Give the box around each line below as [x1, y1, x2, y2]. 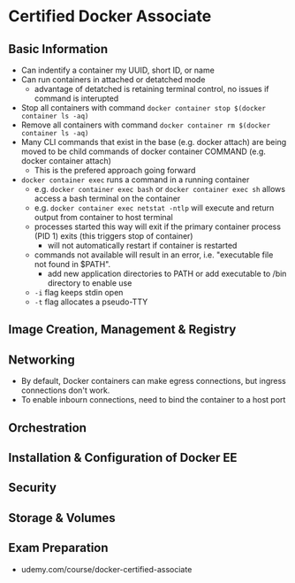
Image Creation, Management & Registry [8, 322, 237, 337]
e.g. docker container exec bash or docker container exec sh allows [34, 184, 286, 194]
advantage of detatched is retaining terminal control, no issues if [34, 84, 270, 94]
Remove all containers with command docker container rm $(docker [20, 119, 271, 130]
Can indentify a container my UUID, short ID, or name [20, 65, 216, 75]
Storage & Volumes [8, 510, 116, 525]
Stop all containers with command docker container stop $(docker [20, 103, 267, 112]
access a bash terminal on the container [34, 193, 181, 203]
